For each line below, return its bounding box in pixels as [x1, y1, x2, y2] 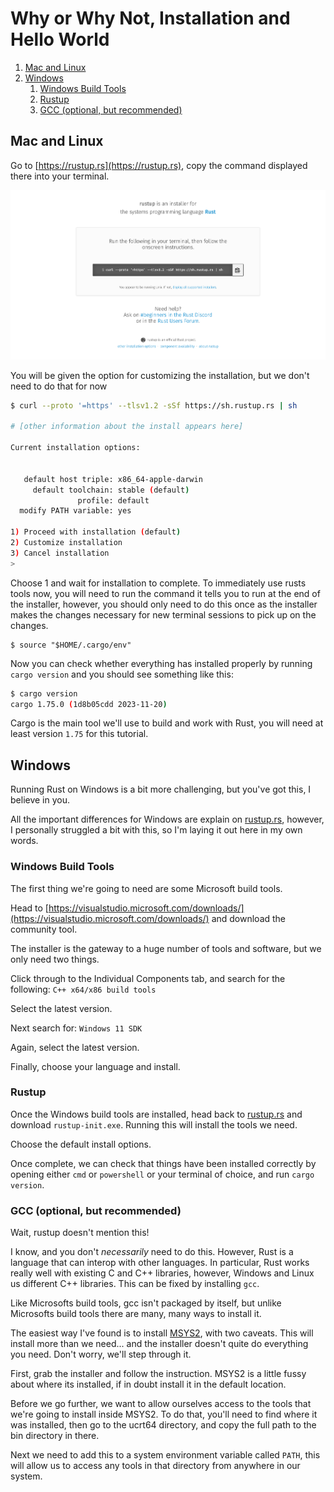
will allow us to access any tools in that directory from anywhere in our [10, 1460, 301, 1472]
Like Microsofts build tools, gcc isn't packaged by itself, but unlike [10, 1297, 282, 1309]
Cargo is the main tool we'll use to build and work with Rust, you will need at [10, 717, 324, 729]
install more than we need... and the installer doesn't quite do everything [10, 1338, 309, 1350]
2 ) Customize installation [10, 538, 123, 548]
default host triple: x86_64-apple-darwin [23, 474, 203, 484]
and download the [211, 912, 287, 924]
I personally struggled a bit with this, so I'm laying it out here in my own [10, 824, 303, 836]
